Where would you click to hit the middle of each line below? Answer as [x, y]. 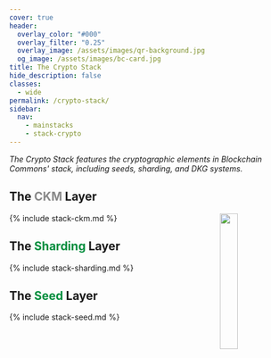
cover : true [31, 17]
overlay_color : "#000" [59, 34]
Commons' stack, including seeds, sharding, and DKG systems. [126, 168]
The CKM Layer [53, 197]
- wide [29, 92]
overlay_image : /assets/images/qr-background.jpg [111, 51]
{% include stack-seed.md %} [65, 317]
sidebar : [25, 109]
